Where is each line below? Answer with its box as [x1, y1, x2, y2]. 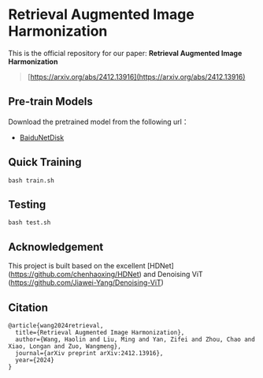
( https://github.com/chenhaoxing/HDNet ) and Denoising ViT [8, 270, 203, 279]
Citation [8, 301, 49, 314]
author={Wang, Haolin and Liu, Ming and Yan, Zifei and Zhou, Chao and [15, 335, 256, 343]
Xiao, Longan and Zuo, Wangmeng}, [8, 342, 122, 350]
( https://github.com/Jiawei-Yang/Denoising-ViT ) [8, 278, 164, 287]
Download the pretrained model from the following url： [8, 117, 189, 126]
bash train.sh [8, 176, 55, 185]
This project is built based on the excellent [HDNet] [8, 261, 175, 271]
